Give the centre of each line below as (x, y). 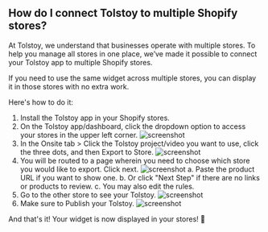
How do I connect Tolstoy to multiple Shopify (123, 13)
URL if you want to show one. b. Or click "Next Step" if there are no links (140, 177)
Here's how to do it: (41, 102)
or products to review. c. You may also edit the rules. (107, 186)
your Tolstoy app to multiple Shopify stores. (80, 62)
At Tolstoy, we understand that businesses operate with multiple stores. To (132, 45)
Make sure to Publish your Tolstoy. (77, 203)
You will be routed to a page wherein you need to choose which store (135, 160)
